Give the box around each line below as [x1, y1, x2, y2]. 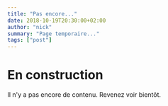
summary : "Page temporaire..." [7, 30, 100, 37]
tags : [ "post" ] [7, 37, 52, 44]
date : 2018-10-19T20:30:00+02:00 [7, 17, 106, 24]
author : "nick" [7, 23, 52, 30]
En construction [7, 67, 103, 83]
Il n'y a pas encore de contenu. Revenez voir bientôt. [7, 90, 162, 99]
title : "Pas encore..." [7, 10, 78, 18]
